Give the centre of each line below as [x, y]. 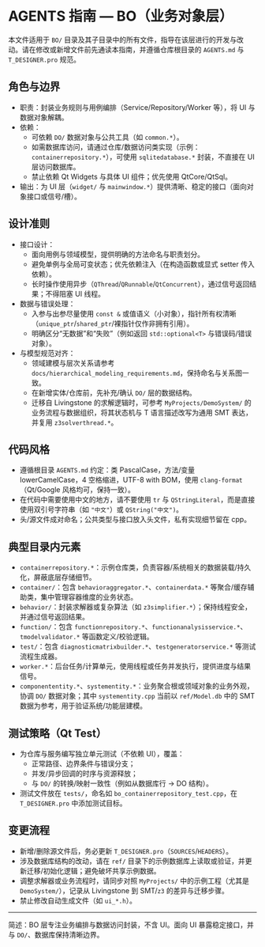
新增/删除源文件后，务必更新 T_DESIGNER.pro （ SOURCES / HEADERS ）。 [126, 850]
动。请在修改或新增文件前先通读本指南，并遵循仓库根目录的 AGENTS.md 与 [126, 49]
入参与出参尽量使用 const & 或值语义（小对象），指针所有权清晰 [134, 313]
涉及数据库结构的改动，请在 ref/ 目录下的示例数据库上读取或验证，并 [132, 861]
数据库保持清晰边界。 [69, 934]
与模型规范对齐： [47, 353]
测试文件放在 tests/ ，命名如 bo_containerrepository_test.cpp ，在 [129, 793]
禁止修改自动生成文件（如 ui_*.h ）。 [78, 900]
